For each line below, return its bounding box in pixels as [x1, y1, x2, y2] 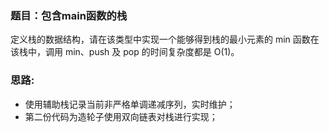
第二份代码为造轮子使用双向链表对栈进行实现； [24, 110, 218, 122]
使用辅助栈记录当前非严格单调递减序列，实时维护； [24, 98, 236, 110]
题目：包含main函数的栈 [10, 8, 128, 22]
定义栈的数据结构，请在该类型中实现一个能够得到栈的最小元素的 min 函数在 [10, 33, 320, 46]
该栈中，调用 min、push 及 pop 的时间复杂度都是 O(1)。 [10, 46, 240, 58]
